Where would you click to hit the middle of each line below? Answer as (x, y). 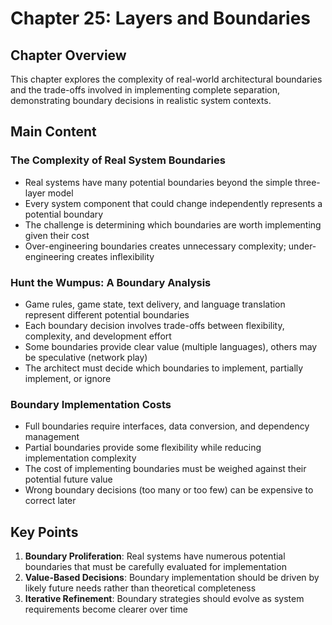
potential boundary (64, 214)
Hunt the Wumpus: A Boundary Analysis (111, 282)
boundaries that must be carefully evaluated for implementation (155, 567)
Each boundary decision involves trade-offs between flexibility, (154, 325)
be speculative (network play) (86, 357)
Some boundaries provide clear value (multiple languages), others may (171, 346)
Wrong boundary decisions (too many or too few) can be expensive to (169, 490)
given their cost (57, 235)
